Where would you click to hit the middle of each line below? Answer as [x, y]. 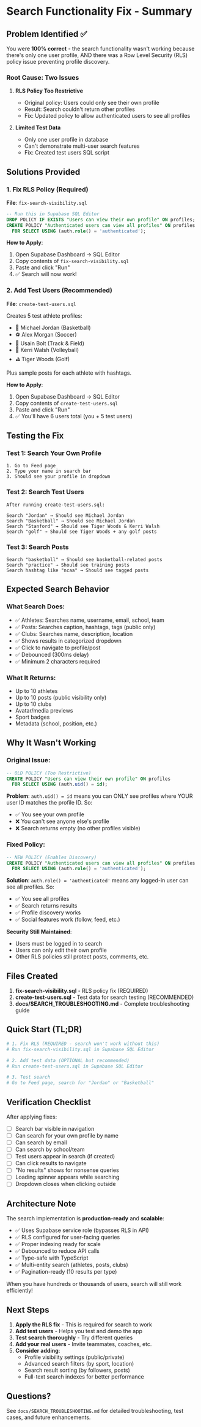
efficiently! [20, 1291]
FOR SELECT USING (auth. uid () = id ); [60, 784]
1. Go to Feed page [31, 466]
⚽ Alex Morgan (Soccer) [46, 334]
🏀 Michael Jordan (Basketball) [53, 327]
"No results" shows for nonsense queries [67, 1170]
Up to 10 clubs [33, 704]
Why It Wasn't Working [51, 743]
